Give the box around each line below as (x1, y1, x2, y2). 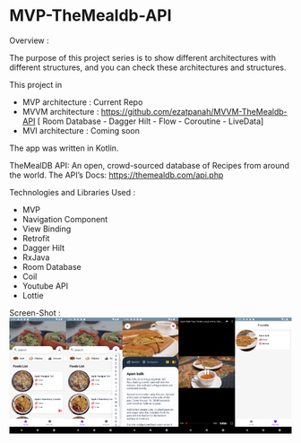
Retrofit (21, 232, 50, 243)
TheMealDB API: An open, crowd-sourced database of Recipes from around (9, 160, 289, 170)
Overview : (9, 35, 49, 46)
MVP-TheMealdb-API (9, 5, 172, 26)
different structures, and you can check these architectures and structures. (9, 62, 287, 73)
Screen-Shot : (9, 307, 61, 318)
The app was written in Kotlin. (9, 143, 119, 153)
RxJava (21, 252, 50, 263)
